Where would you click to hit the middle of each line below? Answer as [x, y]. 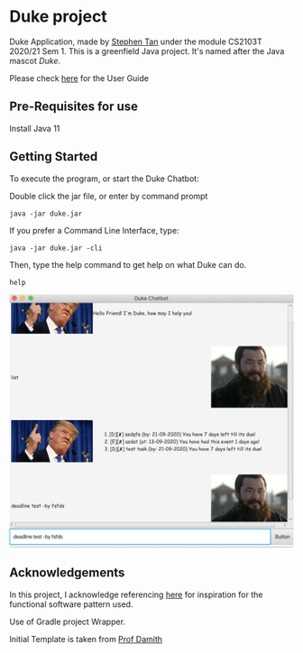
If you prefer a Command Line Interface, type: [94, 230]
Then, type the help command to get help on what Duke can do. [128, 264]
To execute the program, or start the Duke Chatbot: [105, 179]
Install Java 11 [35, 128]
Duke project [59, 17]
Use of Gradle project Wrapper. [68, 621]
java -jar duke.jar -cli [56, 248]
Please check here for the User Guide [79, 78]
